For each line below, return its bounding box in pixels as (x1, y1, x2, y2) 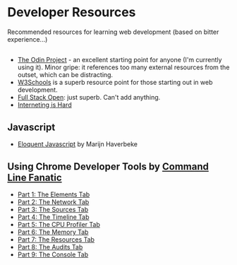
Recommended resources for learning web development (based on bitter (7, 28, 219, 36)
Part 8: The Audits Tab (17, 242, 83, 251)
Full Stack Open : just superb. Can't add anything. (17, 93, 161, 102)
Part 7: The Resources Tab (17, 235, 95, 244)
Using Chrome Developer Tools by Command (7, 160, 209, 172)
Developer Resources (7, 4, 136, 20)
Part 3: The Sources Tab (17, 205, 89, 213)
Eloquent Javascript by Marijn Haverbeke (17, 140, 138, 148)
